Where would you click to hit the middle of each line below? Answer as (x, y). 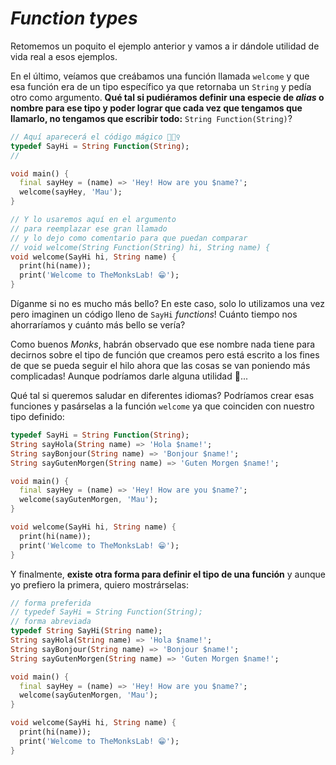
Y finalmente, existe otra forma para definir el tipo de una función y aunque (168, 574)
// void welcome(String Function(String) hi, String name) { (140, 247)
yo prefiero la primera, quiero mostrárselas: (99, 584)
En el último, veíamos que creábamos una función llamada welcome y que (160, 76)
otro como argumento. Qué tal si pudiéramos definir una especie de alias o (167, 97)
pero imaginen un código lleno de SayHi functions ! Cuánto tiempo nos (154, 314)
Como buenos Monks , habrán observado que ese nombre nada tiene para (163, 344)
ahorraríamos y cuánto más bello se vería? (98, 325)
